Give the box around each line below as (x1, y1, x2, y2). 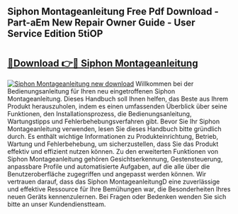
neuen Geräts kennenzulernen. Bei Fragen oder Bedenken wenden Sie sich (7, 193, 227, 201)
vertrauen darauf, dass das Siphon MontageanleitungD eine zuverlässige (7, 177, 220, 186)
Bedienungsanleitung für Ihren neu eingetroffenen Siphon (7, 87, 176, 95)
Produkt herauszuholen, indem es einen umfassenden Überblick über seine (7, 102, 228, 111)
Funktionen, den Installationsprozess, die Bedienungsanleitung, (7, 110, 192, 118)
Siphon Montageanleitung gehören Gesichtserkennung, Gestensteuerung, (7, 155, 223, 163)
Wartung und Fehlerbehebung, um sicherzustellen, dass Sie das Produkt (7, 140, 219, 148)
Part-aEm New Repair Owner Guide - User (7, 17, 196, 29)
